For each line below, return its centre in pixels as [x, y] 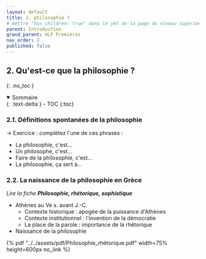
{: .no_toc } [20, 86]
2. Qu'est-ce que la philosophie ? [71, 71]
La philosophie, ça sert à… [49, 164]
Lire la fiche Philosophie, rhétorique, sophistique [70, 194]
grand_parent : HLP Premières [44, 35]
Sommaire [25, 97]
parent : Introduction [34, 29]
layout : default [27, 12]
